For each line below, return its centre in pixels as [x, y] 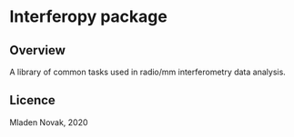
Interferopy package [89, 17]
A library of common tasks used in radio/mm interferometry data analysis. [148, 72]
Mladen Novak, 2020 [49, 122]
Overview [38, 50]
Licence [33, 100]
